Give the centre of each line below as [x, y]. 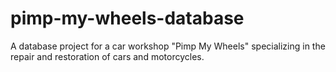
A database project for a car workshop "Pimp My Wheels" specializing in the [168, 46]
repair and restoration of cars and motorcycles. [107, 56]
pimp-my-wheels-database [127, 18]
